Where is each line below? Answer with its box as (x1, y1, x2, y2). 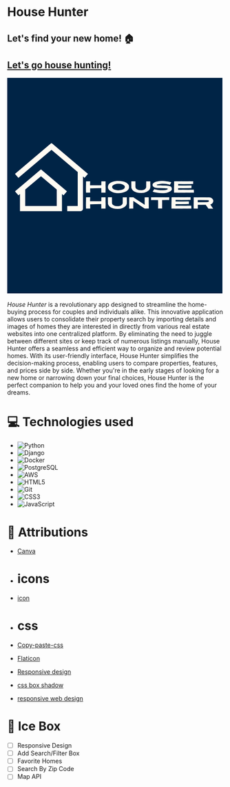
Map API (17, 773, 42, 781)
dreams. (7, 388, 31, 397)
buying (7, 308, 27, 316)
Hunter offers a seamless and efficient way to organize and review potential (7, 344, 222, 352)
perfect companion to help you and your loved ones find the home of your (7, 381, 217, 390)
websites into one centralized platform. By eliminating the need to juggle (7, 330, 212, 338)
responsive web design (17, 695, 84, 703)
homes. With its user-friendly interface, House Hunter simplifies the (7, 352, 199, 360)
